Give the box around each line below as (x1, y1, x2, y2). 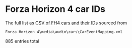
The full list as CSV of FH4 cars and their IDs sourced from (5, 20, 127, 26)
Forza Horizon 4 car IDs (5, 3, 106, 15)
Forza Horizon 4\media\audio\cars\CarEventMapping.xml (5, 29, 123, 34)
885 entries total (5, 38, 39, 44)
